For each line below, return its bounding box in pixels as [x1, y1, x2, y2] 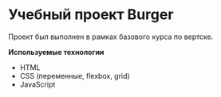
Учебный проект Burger [8, 6, 174, 24]
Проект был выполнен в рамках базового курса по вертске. [8, 32, 214, 41]
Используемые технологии [8, 47, 105, 56]
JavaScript [19, 80, 56, 89]
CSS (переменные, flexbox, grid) [19, 71, 130, 80]
